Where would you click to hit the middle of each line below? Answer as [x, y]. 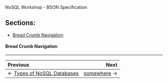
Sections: [20, 23]
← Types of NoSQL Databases [43, 73]
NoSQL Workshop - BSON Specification [46, 7]
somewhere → [100, 73]
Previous [18, 65]
